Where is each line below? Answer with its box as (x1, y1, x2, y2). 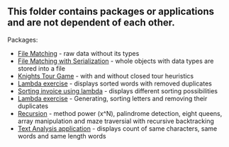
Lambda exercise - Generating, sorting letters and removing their (17, 94, 208, 102)
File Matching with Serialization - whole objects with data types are (17, 57, 214, 65)
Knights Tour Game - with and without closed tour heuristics (17, 71, 194, 80)
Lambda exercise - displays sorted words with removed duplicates (17, 79, 213, 88)
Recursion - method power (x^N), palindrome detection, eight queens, (17, 109, 223, 117)
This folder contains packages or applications (7, 6, 215, 18)
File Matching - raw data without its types (17, 49, 140, 57)
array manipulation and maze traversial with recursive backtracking (17, 117, 214, 125)
